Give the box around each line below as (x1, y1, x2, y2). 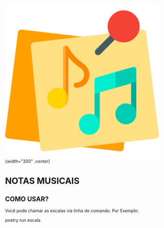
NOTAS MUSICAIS (5, 175, 80, 187)
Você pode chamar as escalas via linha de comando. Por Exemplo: (5, 208, 139, 213)
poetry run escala (5, 217, 41, 223)
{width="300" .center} (5, 158, 50, 164)
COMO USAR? (5, 195, 49, 203)
